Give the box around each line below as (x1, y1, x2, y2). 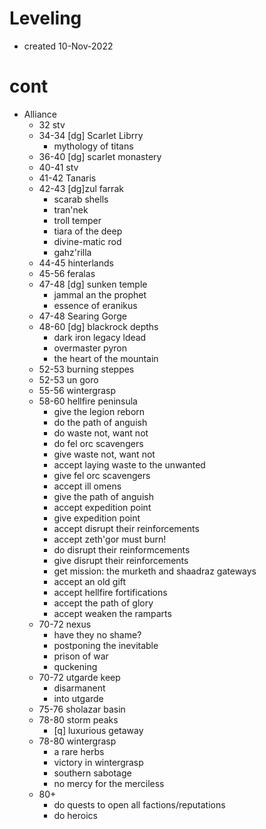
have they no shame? (53, 628, 142, 641)
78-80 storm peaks (38, 713, 119, 726)
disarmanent (53, 682, 106, 694)
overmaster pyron (53, 342, 127, 354)
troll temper (53, 214, 102, 226)
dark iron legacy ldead (53, 331, 147, 343)
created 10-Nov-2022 (23, 40, 114, 52)
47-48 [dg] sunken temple (38, 278, 148, 290)
